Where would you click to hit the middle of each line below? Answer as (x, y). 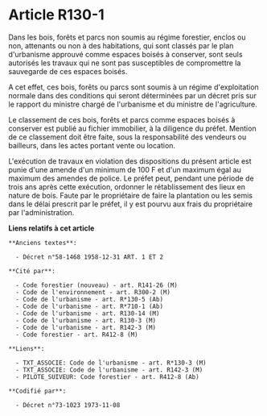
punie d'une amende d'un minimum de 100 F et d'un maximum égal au (125, 169)
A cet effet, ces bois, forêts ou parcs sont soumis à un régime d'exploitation (133, 87)
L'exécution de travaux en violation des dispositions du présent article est (130, 161)
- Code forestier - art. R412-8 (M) (77, 335)
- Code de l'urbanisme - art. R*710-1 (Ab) (89, 306)
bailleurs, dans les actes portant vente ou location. (92, 145)
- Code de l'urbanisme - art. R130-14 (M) (88, 313)
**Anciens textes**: (43, 243)
